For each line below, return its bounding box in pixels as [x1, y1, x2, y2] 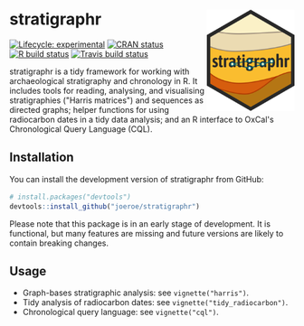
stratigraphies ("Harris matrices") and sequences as [9, 95, 204, 106]
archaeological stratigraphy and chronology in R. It [9, 75, 198, 86]
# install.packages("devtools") [9, 192, 131, 201]
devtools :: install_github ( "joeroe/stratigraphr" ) [9, 201, 201, 211]
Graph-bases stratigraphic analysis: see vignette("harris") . [22, 287, 250, 298]
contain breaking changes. [9, 238, 109, 248]
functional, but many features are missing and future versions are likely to [9, 228, 284, 238]
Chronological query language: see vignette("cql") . [22, 307, 219, 318]
